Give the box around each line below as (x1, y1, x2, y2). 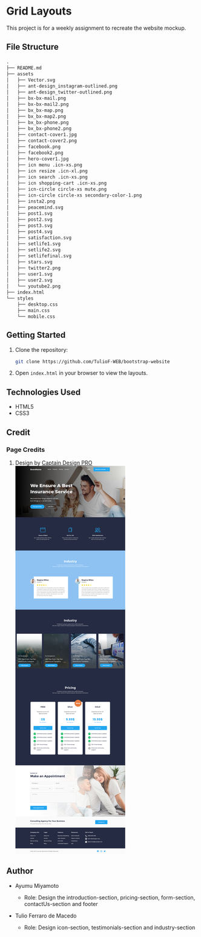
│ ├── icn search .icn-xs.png (6, 174, 88, 180)
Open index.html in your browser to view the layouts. (15, 369, 148, 377)
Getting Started (6, 330, 66, 340)
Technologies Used (6, 387, 81, 397)
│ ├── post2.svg (6, 217, 53, 223)
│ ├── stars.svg (6, 259, 53, 265)
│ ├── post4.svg (6, 229, 53, 235)
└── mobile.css (17, 314, 56, 320)
